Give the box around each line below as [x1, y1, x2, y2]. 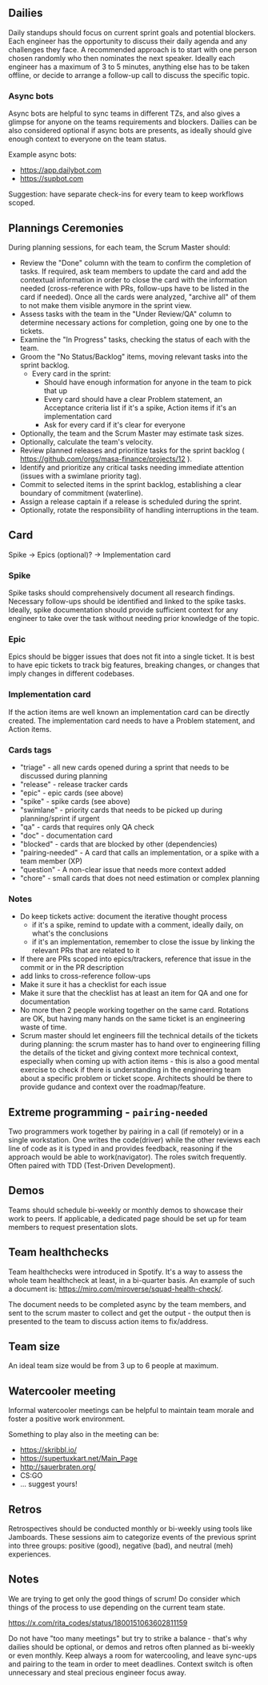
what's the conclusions [31, 928, 109, 938]
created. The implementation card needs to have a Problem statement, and [8, 716, 255, 725]
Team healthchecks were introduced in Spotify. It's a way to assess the [8, 1267, 243, 1277]
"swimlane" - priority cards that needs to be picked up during [19, 805, 222, 814]
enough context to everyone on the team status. [8, 134, 167, 144]
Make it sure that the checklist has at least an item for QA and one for [19, 989, 249, 998]
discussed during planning [19, 770, 108, 781]
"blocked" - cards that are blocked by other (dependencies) [19, 838, 218, 849]
